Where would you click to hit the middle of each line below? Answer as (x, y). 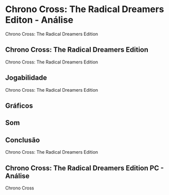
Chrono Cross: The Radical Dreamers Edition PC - (84, 168)
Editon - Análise (39, 20)
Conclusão (23, 140)
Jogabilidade (26, 78)
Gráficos (19, 106)
